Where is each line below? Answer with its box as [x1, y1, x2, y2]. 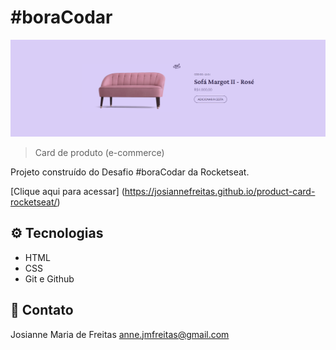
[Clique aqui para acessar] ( [10, 185, 125, 197]
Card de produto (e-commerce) [34, 146, 165, 158]
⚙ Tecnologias [10, 225, 104, 242]
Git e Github [24, 272, 75, 285]
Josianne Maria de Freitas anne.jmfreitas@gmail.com [10, 328, 230, 340]
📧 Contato [10, 302, 74, 319]
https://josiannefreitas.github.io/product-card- [124, 185, 316, 197]
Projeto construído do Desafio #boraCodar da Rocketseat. [10, 166, 250, 178]
